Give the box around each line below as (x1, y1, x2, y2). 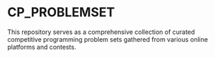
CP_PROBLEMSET (7, 4, 115, 21)
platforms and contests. (7, 42, 76, 51)
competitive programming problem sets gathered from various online (7, 35, 209, 43)
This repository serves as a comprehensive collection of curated (7, 28, 195, 36)
